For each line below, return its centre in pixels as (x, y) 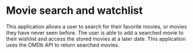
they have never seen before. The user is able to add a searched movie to (95, 32)
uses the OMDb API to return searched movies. (63, 45)
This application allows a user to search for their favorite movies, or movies (96, 26)
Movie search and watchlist (75, 11)
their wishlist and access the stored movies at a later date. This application (96, 39)
